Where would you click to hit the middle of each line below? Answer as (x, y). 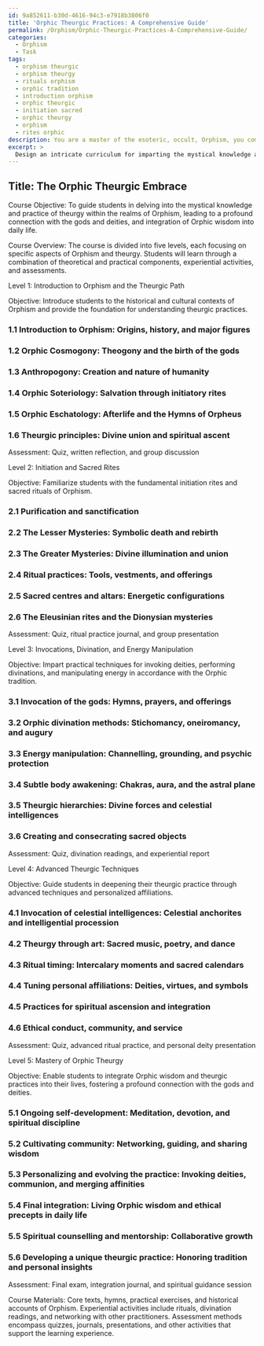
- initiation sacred (49, 111)
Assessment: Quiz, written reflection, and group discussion (104, 452)
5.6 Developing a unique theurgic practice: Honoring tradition (128, 1257)
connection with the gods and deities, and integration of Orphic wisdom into (131, 222)
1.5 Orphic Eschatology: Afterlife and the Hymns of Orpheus (125, 414)
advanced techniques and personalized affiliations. (91, 892)
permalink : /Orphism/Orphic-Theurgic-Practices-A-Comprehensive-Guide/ (128, 30)
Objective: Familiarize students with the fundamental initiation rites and (123, 482)
